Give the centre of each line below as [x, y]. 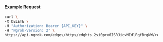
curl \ [11, 17]
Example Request [23, 7]
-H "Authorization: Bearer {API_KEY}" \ [46, 26]
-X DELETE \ [17, 22]
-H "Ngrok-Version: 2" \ [30, 30]
